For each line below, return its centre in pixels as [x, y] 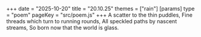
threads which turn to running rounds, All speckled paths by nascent [92, 21]
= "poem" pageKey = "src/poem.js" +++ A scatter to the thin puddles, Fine [99, 15]
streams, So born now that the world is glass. [63, 27]
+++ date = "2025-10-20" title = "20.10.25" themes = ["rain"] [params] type [100, 9]
